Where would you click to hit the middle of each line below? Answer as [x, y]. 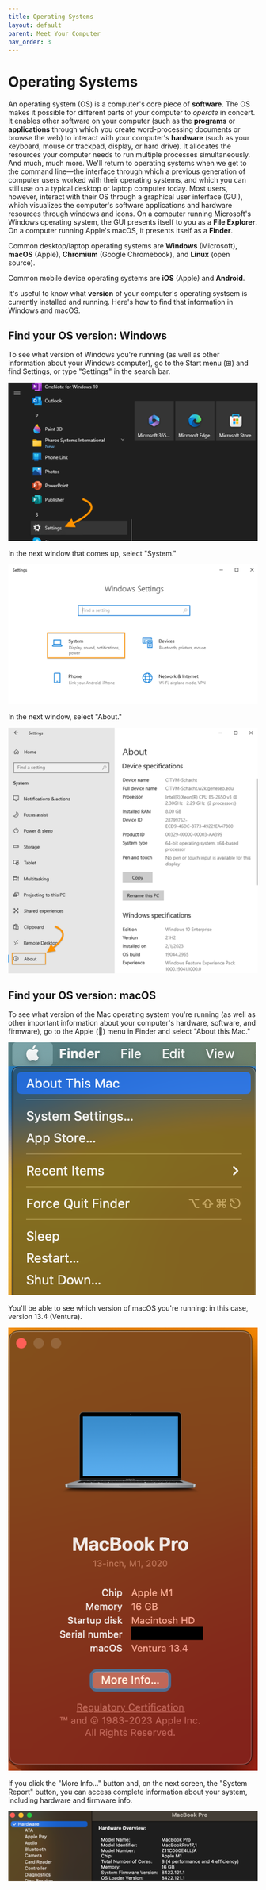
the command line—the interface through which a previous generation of [127, 171]
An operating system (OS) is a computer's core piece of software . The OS [129, 104]
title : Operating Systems [51, 17]
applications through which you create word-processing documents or [124, 129]
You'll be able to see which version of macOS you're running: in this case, [128, 1308]
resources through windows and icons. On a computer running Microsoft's [130, 214]
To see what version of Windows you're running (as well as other [114, 354]
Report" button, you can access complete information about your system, [128, 1792]
